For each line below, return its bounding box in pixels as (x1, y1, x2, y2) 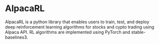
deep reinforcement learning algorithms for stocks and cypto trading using (5, 24, 155, 29)
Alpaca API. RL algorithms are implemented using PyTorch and (5, 29, 130, 35)
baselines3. (5, 34, 28, 40)
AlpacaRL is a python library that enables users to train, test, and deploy (5, 19, 150, 25)
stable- (131, 29, 146, 35)
